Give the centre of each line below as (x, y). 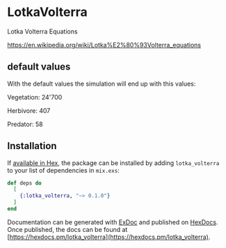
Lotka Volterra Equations (42, 31)
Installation (32, 146)
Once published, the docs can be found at (67, 229)
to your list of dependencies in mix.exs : (63, 170)
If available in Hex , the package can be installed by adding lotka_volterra (113, 163)
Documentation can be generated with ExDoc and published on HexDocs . (113, 222)
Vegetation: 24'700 (35, 97)
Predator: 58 (25, 124)
